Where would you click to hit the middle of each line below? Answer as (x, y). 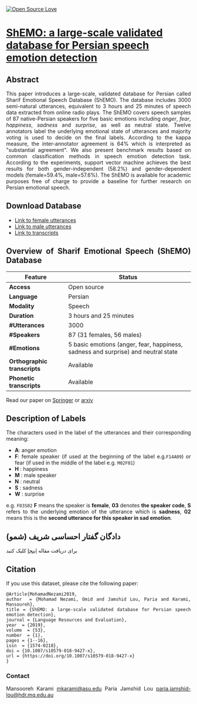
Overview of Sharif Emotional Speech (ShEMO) (98, 251)
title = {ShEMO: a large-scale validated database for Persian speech (98, 610)
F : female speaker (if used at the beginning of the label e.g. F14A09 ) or (103, 457)
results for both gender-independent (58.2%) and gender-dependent (98, 169)
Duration (21, 316)
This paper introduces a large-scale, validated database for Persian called (98, 94)
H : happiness (31, 469)
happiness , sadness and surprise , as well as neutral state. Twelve (98, 125)
